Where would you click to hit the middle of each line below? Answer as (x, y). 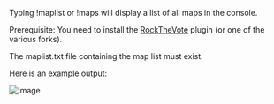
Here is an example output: (58, 73)
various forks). (36, 39)
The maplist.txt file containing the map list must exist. (106, 56)
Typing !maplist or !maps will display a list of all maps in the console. (133, 13)
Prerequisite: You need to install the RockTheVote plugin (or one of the (137, 30)
